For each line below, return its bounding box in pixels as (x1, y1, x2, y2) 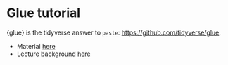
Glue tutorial (6, 5, 81, 21)
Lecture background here (16, 49, 91, 58)
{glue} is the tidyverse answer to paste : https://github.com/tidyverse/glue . (6, 28, 221, 37)
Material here (16, 42, 56, 50)
